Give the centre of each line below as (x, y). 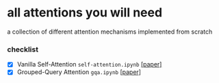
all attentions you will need (85, 13)
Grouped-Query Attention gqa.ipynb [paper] (79, 72)
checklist (23, 49)
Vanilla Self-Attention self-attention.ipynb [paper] (89, 64)
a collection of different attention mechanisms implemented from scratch (110, 32)
